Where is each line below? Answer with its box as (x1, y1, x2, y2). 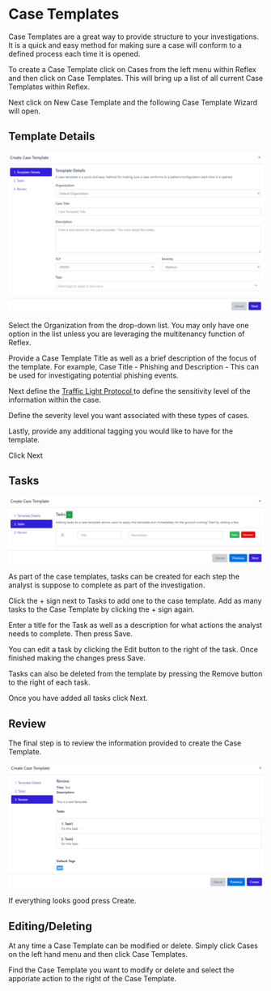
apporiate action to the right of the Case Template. (8, 974, 176, 984)
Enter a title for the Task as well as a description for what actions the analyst (8, 621, 263, 630)
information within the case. (8, 395, 101, 404)
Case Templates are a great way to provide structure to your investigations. (8, 32, 260, 41)
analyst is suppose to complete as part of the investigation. (8, 580, 205, 590)
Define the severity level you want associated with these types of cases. (8, 410, 250, 420)
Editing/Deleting (8, 919, 93, 933)
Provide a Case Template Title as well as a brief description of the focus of (8, 353, 257, 363)
